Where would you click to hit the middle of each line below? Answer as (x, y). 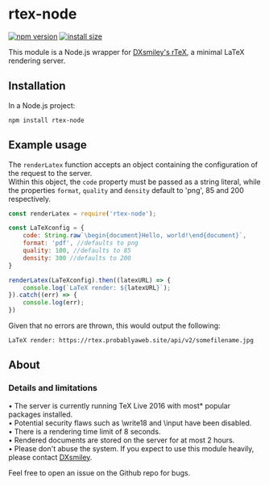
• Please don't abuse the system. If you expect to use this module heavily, (131, 448)
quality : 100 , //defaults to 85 (77, 251)
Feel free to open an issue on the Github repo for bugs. (99, 472)
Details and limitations (53, 388)
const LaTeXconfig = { (46, 228)
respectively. (29, 199)
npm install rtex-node (46, 120)
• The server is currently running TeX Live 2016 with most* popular (120, 405)
